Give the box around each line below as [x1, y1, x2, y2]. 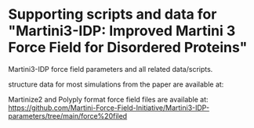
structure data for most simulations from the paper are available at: [8, 80, 224, 89]
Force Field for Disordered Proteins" [8, 39, 248, 56]
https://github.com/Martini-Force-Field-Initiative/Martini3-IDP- [8, 103, 210, 112]
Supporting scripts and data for [8, 5, 217, 23]
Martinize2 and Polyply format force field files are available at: [8, 94, 209, 104]
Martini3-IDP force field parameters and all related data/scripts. [8, 64, 213, 73]
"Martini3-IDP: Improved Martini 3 [8, 22, 236, 40]
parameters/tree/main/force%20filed [8, 111, 128, 120]
